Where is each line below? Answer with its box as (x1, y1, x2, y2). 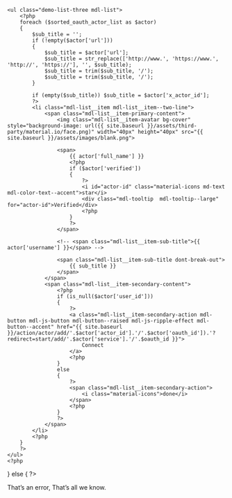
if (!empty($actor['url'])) (32, 37, 113, 44)
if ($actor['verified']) (69, 165, 141, 172)
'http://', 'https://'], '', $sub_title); (7, 61, 132, 68)
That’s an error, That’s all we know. (7, 483, 106, 491)
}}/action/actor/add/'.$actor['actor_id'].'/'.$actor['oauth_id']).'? (7, 329, 216, 336)
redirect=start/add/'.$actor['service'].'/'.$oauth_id (7, 336, 169, 343)
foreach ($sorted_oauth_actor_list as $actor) (19, 19, 157, 26)
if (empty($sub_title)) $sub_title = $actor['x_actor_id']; (32, 92, 210, 99)
